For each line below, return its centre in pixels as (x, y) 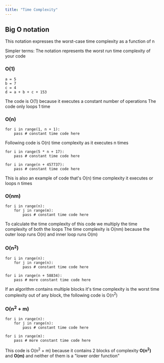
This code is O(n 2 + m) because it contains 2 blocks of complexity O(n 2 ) (78, 350)
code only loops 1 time (28, 106)
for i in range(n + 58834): (34, 276)
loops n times (19, 183)
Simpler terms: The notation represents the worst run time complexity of (78, 51)
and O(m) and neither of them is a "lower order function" (62, 356)
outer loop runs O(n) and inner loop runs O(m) (51, 235)
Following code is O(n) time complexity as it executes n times (67, 143)
